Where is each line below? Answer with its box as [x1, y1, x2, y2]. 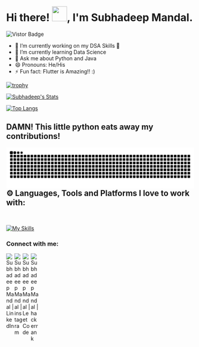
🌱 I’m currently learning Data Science [14, 48, 107, 55]
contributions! [6, 131, 61, 141]
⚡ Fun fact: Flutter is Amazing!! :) [14, 67, 95, 75]
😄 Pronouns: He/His [14, 61, 66, 68]
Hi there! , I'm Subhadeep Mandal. [6, 11, 193, 24]
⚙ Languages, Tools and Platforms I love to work [6, 188, 189, 198]
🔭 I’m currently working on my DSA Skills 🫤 [14, 42, 120, 49]
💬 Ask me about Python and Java [14, 54, 97, 62]
